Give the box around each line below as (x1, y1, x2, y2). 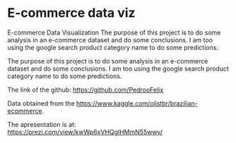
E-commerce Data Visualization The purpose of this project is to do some (7, 28, 221, 37)
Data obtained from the (7, 99, 76, 107)
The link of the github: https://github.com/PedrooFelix (7, 85, 164, 94)
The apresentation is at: (7, 120, 76, 128)
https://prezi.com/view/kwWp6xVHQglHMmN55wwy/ (7, 128, 163, 136)
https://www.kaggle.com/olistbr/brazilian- (76, 99, 198, 107)
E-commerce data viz (7, 5, 136, 21)
